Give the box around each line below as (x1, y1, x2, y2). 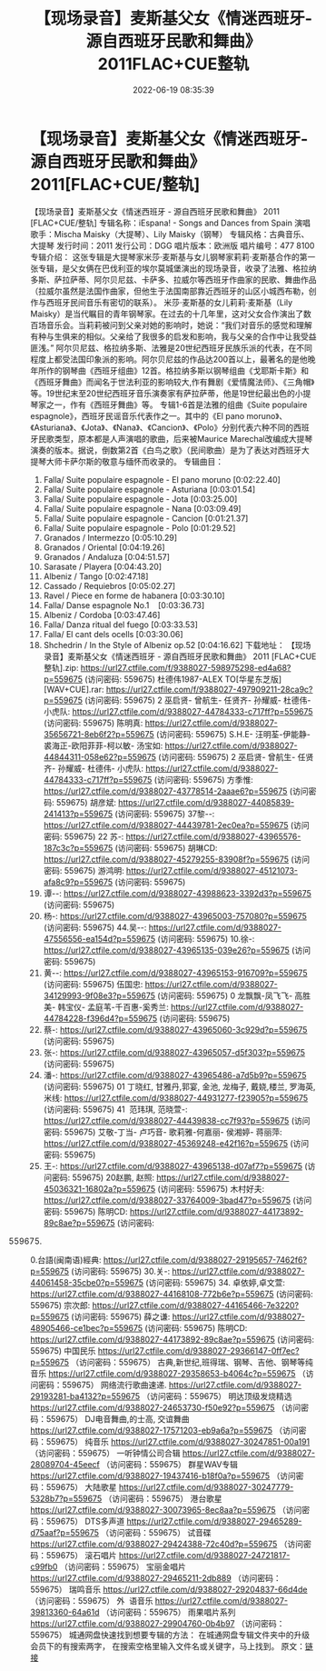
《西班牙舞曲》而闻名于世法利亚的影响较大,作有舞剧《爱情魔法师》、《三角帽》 (30, 376, 315, 387)
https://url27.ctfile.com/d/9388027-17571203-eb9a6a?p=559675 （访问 (30, 1425, 300, 1436)
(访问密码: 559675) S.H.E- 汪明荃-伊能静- (155, 728, 311, 739)
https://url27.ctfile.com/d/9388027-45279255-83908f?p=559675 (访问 (43, 854, 311, 865)
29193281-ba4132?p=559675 (30, 1390, 141, 1401)
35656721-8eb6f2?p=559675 (43, 728, 154, 739)
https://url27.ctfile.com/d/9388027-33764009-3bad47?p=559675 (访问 (43, 1195, 312, 1206)
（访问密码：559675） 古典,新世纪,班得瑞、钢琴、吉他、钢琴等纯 (70, 1356, 313, 1367)
